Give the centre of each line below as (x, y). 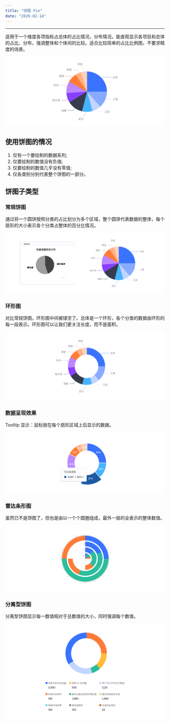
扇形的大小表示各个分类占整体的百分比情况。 (52, 226)
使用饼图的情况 (29, 142)
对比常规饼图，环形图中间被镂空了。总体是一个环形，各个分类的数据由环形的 (85, 318)
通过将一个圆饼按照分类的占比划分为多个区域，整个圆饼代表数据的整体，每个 (85, 219)
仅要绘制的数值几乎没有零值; (42, 167)
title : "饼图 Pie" (24, 11)
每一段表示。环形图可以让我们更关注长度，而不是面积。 (63, 324)
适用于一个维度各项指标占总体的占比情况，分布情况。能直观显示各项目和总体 (85, 36)
